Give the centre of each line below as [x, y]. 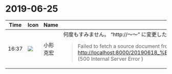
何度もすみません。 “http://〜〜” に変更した [115, 34]
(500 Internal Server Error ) [111, 59]
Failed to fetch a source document [119, 46]
